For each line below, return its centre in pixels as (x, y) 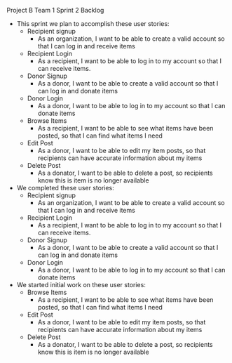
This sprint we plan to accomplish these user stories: (93, 24)
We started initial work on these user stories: (81, 285)
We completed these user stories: (66, 188)
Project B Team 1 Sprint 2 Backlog (55, 10)
